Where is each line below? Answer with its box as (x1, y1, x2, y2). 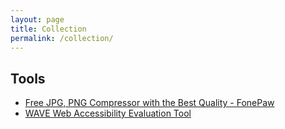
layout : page (10, 14, 65, 25)
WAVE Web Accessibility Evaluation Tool (24, 107, 192, 120)
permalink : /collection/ (10, 33, 114, 43)
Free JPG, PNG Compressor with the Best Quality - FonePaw (24, 97, 275, 109)
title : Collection (10, 24, 87, 34)
